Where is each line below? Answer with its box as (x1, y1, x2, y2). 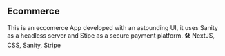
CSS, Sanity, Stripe (7, 41, 61, 49)
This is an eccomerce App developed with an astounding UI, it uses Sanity (7, 23, 219, 31)
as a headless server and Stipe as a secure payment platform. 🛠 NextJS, (7, 31, 215, 40)
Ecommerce (7, 5, 60, 17)
